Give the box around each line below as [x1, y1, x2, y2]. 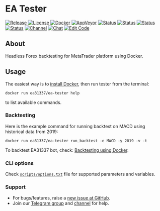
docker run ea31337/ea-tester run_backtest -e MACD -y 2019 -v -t [5, 138, 147, 143]
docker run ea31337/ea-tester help [5, 90, 80, 95]
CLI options [5, 159, 34, 166]
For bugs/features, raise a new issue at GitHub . [12, 195, 111, 201]
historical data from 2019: [5, 129, 58, 135]
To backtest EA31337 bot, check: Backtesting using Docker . [5, 147, 129, 153]
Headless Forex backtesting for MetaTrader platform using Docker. [5, 53, 143, 59]
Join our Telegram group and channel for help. [12, 200, 109, 206]
